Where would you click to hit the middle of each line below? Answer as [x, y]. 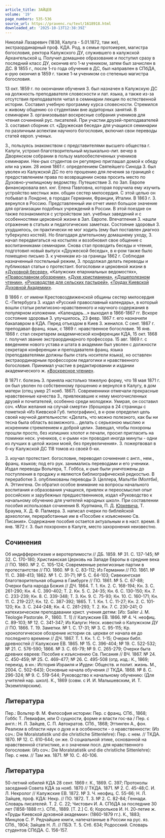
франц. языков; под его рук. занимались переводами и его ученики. [77, 464]
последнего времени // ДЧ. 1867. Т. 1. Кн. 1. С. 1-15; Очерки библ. [73, 638]
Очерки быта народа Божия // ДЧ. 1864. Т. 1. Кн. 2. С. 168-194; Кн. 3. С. [80, 586]
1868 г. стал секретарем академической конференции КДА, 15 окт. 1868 [81, 334]
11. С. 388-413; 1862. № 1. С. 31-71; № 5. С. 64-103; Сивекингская [73, 575]
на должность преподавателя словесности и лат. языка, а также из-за [80, 94]
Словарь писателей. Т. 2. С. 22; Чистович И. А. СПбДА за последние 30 [81, 804]
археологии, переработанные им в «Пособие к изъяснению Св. [72, 516]
